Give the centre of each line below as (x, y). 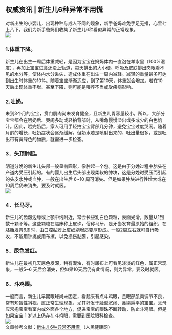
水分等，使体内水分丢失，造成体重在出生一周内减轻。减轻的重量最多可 (88, 74)
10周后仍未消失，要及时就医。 (37, 185)
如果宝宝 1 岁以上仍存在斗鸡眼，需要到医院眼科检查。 (61, 316)
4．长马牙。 (20, 205)
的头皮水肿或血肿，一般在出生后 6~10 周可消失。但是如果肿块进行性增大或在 (86, 179)
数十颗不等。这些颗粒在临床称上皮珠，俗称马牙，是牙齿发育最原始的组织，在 (86, 223)
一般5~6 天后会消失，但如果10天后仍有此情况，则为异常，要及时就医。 (89, 269)
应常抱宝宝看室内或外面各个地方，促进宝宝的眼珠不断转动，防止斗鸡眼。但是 (86, 309)
